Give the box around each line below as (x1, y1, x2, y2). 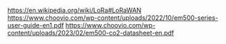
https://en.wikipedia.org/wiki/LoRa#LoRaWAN (7, 6, 142, 14)
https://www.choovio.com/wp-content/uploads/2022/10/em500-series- (7, 13, 219, 22)
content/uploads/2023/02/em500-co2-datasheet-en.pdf (7, 28, 175, 37)
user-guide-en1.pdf (7, 21, 64, 29)
